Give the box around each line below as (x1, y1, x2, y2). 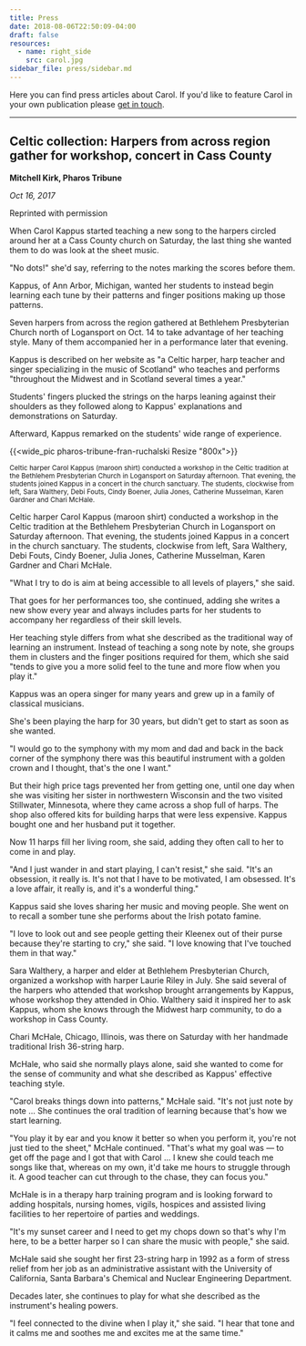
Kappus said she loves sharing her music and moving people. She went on (9, 900, 290, 911)
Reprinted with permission (9, 207, 108, 219)
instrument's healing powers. (9, 1300, 118, 1310)
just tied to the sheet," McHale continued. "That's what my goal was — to (9, 1142, 284, 1153)
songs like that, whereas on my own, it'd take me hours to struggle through (9, 1161, 291, 1172)
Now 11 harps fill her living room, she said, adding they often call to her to (9, 836, 284, 848)
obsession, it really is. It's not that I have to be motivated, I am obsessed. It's (9, 873, 296, 884)
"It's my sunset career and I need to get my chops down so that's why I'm (9, 1226, 287, 1237)
